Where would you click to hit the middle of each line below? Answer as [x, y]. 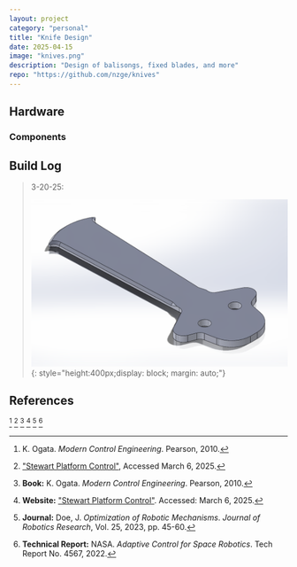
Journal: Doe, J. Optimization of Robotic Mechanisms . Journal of [141, 517]
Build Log [35, 165]
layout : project [39, 19]
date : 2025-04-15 [41, 47]
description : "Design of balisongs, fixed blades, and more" [124, 66]
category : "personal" [49, 28]
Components [38, 137]
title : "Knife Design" [51, 37]
